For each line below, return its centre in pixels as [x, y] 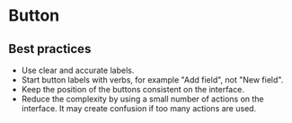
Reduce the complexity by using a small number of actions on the [142, 99]
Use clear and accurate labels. [78, 70]
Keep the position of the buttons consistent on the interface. [133, 89]
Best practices [50, 49]
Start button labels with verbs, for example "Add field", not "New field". [152, 80]
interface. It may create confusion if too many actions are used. [139, 108]
